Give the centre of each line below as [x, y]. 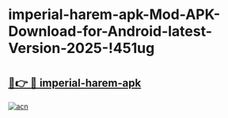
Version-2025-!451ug [82, 48]
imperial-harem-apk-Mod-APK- [114, 15]
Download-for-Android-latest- [110, 31]
